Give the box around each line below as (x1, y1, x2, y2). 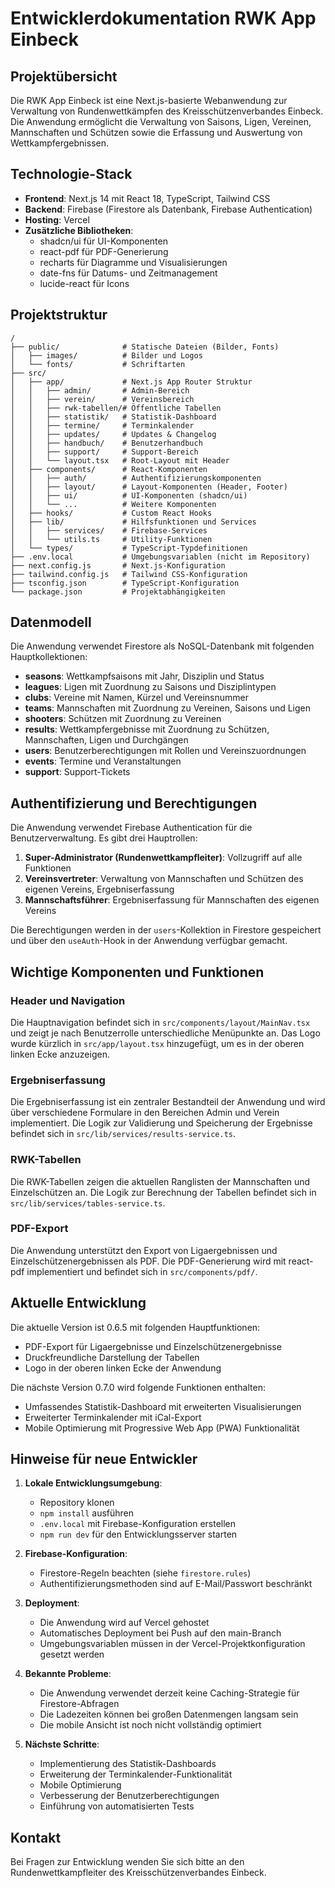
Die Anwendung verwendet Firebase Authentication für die (10, 822, 253, 834)
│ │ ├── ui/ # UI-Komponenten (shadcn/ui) (10, 490, 248, 501)
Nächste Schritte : (24, 1738, 100, 1751)
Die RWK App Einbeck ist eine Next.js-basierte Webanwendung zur (10, 95, 288, 106)
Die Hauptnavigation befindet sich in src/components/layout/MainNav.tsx (10, 1016, 311, 1028)
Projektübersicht (10, 68, 118, 85)
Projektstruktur (10, 307, 108, 324)
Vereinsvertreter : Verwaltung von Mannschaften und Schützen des (24, 873, 304, 885)
